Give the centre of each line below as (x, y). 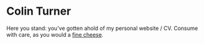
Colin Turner (39, 11)
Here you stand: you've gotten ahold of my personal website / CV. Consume (102, 28)
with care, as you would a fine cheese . (55, 34)
